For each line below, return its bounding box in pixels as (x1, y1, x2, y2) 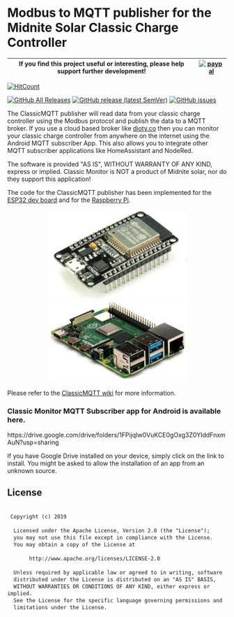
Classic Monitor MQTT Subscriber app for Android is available (7, 406, 221, 416)
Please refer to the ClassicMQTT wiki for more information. (7, 389, 176, 397)
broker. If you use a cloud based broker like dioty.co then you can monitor (7, 124, 219, 132)
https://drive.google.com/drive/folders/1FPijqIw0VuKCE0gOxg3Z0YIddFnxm (7, 430, 226, 439)
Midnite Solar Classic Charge (7, 20, 179, 36)
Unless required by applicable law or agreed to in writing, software (13, 569, 223, 576)
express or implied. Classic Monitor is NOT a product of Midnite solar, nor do (7, 167, 227, 175)
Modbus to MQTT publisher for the (7, 5, 212, 21)
